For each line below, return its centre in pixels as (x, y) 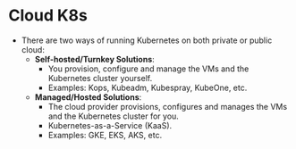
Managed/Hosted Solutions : (88, 97)
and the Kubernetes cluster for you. (114, 116)
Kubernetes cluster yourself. (100, 78)
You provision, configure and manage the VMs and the (148, 69)
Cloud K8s (48, 16)
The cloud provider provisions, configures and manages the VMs (168, 106)
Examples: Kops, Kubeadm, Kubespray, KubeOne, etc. (148, 87)
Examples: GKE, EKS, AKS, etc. (105, 135)
